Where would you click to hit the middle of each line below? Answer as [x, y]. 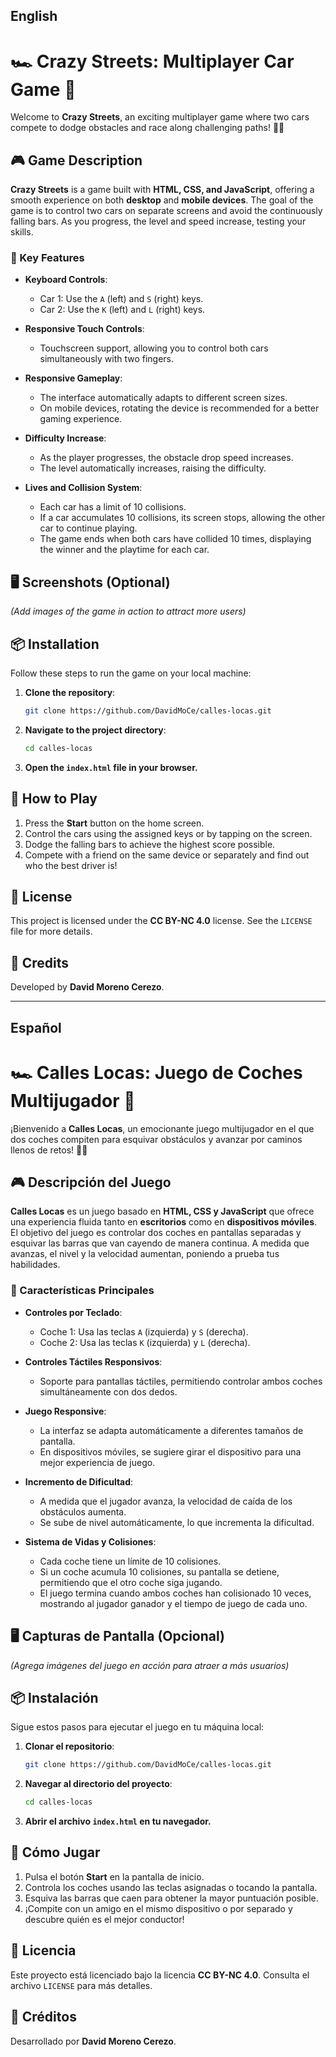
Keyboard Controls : [66, 280]
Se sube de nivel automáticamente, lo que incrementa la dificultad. [177, 1522]
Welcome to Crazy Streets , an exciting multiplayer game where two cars [160, 117]
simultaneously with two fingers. [107, 359]
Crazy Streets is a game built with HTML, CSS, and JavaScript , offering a [162, 190]
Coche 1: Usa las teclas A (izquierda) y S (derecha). [144, 1331]
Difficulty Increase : [65, 438]
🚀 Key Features [47, 258]
